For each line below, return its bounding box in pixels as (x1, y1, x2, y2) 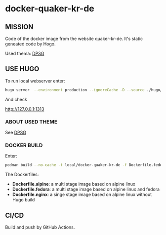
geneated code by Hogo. (5, 41, 56, 47)
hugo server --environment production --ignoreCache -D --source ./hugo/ (5, 87, 163, 92)
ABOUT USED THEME (5, 118, 58, 125)
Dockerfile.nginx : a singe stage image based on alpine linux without (12, 192, 152, 197)
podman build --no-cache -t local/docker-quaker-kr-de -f (5, 162, 127, 168)
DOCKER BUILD (5, 142, 43, 149)
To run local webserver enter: (5, 78, 65, 84)
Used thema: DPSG (5, 50, 44, 56)
